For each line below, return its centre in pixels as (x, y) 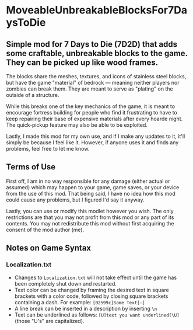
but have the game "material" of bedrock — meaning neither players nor (93, 83)
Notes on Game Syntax (49, 248)
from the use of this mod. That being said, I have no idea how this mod (91, 193)
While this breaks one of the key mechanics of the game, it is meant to (91, 106)
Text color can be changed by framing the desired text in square (92, 290)
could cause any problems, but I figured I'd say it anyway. (75, 200)
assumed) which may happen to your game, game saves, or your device (93, 187)
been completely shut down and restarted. (65, 283)
